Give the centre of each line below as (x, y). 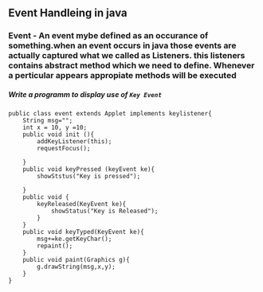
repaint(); (55, 246)
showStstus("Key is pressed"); (89, 177)
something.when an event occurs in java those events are (122, 45)
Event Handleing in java (68, 13)
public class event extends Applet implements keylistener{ (110, 114)
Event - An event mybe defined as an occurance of (108, 36)
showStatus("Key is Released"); (104, 211)
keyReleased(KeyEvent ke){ (82, 204)
